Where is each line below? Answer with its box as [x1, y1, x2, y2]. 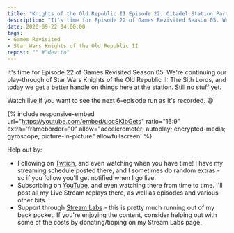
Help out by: [7, 145, 42, 154]
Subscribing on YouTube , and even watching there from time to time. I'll [17, 181, 223, 189]
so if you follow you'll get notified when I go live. [17, 173, 157, 182]
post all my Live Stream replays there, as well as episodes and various [17, 188, 219, 197]
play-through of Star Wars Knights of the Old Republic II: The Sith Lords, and [7, 75, 226, 83]
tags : [7, 29, 23, 37]
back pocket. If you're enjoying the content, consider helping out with [17, 210, 217, 219]
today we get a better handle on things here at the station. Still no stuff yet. [7, 83, 221, 91]
